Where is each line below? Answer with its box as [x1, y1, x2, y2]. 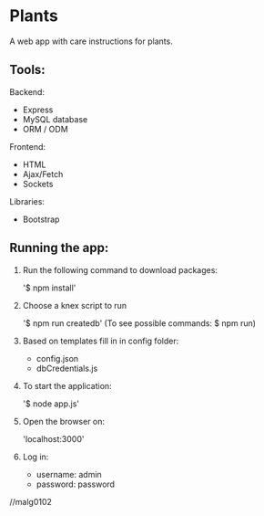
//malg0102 [9, 496, 53, 507]
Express [22, 104, 54, 115]
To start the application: [22, 380, 112, 391]
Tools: [9, 62, 46, 78]
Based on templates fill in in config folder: [22, 335, 179, 346]
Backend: [9, 86, 46, 97]
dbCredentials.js [36, 363, 98, 374]
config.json [36, 353, 79, 363]
